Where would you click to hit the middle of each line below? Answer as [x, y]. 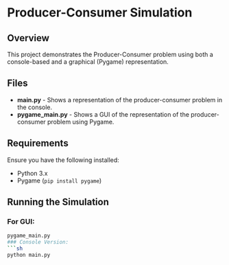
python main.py [29, 255]
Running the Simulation [58, 202]
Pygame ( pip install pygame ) [59, 181]
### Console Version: [38, 242]
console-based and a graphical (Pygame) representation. [88, 62]
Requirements [38, 143]
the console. [35, 107]
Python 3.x [32, 173]
